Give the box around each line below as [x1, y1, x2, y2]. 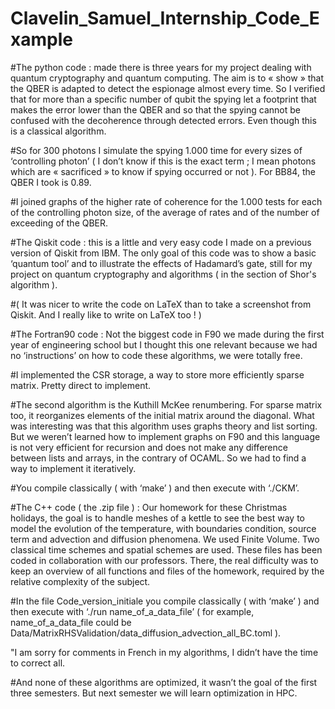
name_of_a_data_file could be [10, 616, 132, 628]
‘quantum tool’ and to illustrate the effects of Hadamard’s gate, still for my [10, 257, 313, 269]
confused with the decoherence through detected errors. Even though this [10, 114, 317, 126]
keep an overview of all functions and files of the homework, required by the [10, 565, 325, 577]
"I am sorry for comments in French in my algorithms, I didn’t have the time [10, 646, 319, 658]
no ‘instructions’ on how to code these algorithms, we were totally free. [10, 349, 303, 361]
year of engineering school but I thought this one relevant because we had [10, 338, 318, 351]
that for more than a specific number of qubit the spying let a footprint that [10, 93, 317, 105]
